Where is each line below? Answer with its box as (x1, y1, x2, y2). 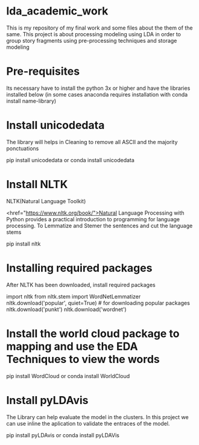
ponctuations (6, 145, 39, 152)
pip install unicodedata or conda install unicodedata (6, 156, 134, 163)
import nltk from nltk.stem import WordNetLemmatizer (6, 292, 141, 300)
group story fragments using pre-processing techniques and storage (6, 37, 177, 44)
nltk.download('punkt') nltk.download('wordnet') (6, 306, 127, 313)
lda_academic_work (6, 4, 109, 18)
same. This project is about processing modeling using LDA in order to (6, 30, 181, 37)
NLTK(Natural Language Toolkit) (6, 197, 86, 204)
